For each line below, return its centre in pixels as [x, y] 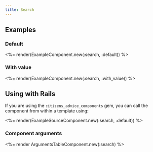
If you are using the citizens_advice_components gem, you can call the [76, 106]
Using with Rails [30, 94]
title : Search [20, 10]
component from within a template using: [47, 111]
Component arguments [34, 133]
